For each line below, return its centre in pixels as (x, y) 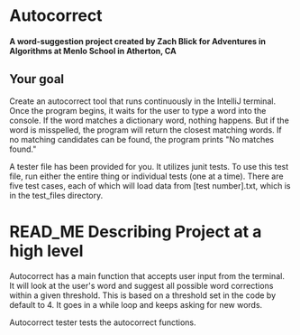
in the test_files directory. (56, 195)
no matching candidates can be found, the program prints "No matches (142, 139)
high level (46, 251)
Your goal (37, 79)
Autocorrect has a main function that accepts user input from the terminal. (147, 275)
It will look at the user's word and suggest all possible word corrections (141, 285)
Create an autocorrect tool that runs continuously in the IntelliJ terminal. (143, 101)
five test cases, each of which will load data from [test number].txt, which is (150, 185)
